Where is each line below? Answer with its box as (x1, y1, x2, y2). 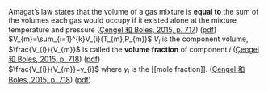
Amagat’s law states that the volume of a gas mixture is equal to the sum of (8, 7, 259, 16)
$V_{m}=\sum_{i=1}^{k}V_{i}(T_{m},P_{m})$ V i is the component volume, (8, 34, 249, 45)
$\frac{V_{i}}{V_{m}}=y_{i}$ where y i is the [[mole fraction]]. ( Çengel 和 (8, 64, 245, 76)
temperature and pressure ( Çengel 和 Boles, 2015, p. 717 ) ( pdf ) (8, 25, 217, 35)
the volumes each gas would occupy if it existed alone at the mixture (8, 15, 237, 25)
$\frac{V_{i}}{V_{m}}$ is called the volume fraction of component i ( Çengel (8, 44, 260, 54)
